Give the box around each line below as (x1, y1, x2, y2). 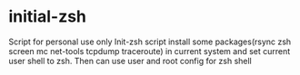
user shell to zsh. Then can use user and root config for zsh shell (8, 55, 252, 66)
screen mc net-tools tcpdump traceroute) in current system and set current (8, 45, 291, 56)
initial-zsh (8, 6, 87, 27)
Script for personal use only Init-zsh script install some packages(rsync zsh (8, 36, 292, 47)
